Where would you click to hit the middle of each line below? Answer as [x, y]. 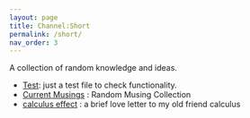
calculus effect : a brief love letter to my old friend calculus [131, 105]
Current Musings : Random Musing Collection [107, 95]
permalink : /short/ [46, 34]
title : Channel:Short [50, 26]
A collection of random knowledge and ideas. [94, 68]
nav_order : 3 [34, 42]
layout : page [34, 17]
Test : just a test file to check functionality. [99, 85]
